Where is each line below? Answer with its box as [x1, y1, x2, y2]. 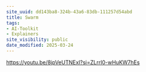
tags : [6, 20, 20, 26]
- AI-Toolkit [6, 25, 39, 32]
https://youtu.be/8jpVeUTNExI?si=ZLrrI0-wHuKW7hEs [6, 58, 140, 66]
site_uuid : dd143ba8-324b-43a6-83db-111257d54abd [6, 8, 133, 15]
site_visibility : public [6, 37, 68, 43]
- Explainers [6, 31, 39, 37]
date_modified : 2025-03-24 [6, 43, 74, 49]
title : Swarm [6, 14, 39, 20]
